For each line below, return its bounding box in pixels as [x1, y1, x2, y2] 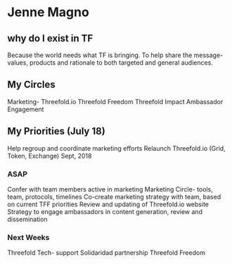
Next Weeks [7, 232, 50, 242]
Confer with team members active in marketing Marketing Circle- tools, [7, 184, 213, 194]
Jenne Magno [7, 4, 89, 20]
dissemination [7, 215, 48, 223]
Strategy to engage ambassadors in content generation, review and [7, 207, 202, 215]
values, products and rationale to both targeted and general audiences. [7, 58, 213, 67]
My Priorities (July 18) [7, 125, 105, 137]
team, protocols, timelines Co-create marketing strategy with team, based [7, 192, 221, 201]
